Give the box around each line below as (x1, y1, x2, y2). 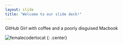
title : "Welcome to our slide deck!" (5, 12, 82, 17)
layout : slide (5, 7, 34, 12)
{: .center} (46, 35, 67, 41)
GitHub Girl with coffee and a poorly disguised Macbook (5, 25, 118, 31)
